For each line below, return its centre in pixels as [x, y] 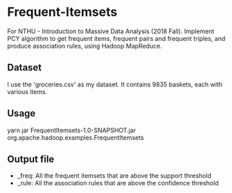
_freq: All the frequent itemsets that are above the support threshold [114, 176]
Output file [31, 159]
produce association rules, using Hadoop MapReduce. [85, 46]
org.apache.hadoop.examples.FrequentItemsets [75, 137]
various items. [27, 91]
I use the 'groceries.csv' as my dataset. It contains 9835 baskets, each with [115, 84]
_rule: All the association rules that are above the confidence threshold [118, 183]
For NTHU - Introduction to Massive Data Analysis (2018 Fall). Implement [111, 31]
